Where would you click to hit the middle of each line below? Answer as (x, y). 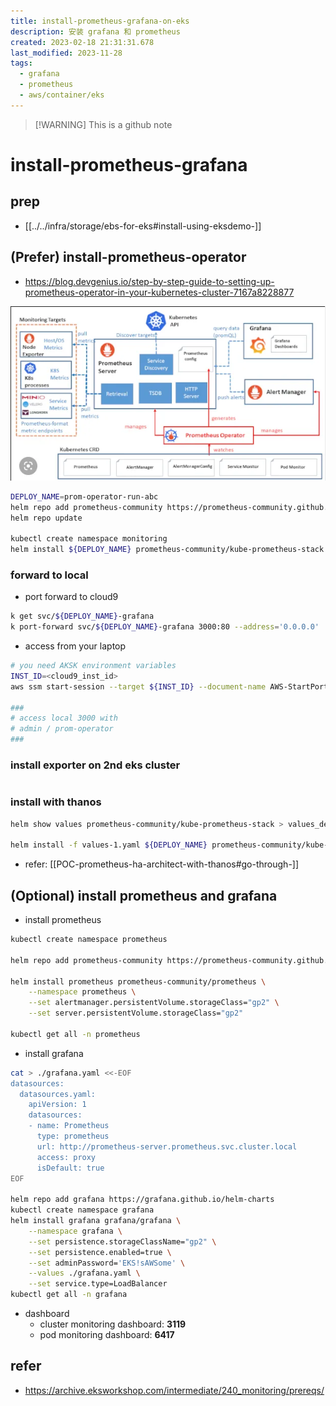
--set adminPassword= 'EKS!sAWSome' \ (107, 1263)
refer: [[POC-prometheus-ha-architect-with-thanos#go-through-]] (162, 864)
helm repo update (46, 518)
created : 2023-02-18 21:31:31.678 (82, 42)
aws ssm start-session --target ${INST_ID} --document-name (138, 686)
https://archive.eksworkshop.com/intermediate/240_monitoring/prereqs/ (174, 1390)
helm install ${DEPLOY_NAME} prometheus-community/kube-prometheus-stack (167, 550)
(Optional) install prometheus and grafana (144, 895)
